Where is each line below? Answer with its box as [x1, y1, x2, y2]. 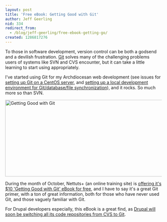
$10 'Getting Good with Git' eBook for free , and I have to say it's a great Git [5, 186, 158, 192]
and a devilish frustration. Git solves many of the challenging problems [5, 54, 150, 60]
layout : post [5, 7, 32, 12]
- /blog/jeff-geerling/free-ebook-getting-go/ [9, 30, 108, 35]
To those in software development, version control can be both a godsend [5, 48, 157, 55]
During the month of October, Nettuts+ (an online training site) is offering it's [5, 180, 162, 186]
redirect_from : [5, 26, 37, 31]
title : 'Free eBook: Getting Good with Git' [5, 12, 99, 17]
